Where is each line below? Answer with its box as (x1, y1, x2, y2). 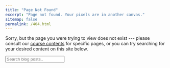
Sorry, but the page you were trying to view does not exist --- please (5, 35, 150, 41)
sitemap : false (5, 17, 38, 22)
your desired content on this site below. (5, 46, 88, 52)
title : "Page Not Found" (5, 7, 58, 13)
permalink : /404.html (5, 21, 52, 27)
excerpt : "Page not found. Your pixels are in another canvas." (5, 12, 145, 17)
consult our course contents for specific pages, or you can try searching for (5, 41, 165, 47)
